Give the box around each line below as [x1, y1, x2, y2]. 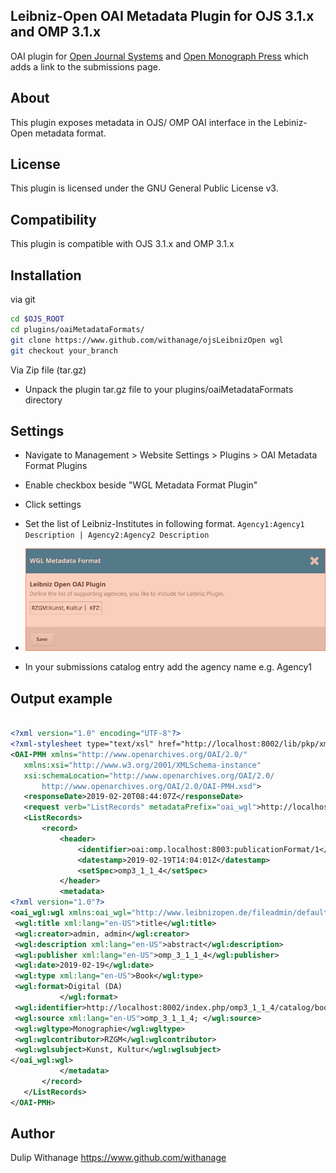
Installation [10, 267, 82, 284]
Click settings [24, 499, 82, 511]
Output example [10, 690, 113, 707]
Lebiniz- [273, 116, 308, 128]
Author [10, 1125, 55, 1143]
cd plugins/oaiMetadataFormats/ [10, 324, 145, 334]
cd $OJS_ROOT [10, 314, 65, 324]
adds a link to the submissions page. [10, 60, 161, 73]
